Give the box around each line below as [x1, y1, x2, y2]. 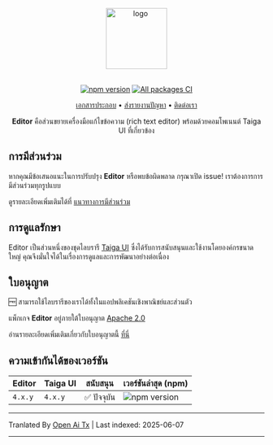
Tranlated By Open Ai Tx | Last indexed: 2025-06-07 [8, 420, 184, 430]
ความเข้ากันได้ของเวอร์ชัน [8, 353, 108, 368]
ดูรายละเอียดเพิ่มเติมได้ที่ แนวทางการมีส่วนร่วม [8, 196, 131, 206]
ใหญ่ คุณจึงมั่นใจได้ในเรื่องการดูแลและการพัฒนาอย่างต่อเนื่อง [8, 251, 169, 261]
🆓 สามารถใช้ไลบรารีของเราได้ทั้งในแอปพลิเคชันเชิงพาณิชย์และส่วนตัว [8, 297, 193, 307]
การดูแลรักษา [8, 220, 61, 234]
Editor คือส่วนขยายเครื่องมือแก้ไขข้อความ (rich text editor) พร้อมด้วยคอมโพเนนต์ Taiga [11, 116, 262, 126]
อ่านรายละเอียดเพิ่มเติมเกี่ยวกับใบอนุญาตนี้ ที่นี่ [8, 329, 130, 339]
